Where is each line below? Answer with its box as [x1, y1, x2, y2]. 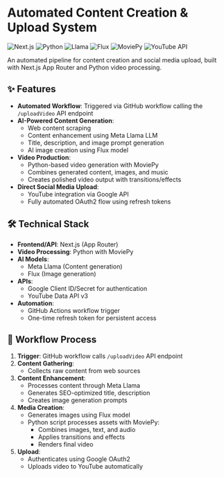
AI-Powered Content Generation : [17, 116, 114, 125]
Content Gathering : [17, 359, 74, 368]
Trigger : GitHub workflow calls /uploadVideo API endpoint [17, 352, 183, 361]
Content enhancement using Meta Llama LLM [27, 131, 158, 139]
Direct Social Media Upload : [17, 182, 99, 191]
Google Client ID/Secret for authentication [27, 284, 148, 292]
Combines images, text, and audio [37, 426, 136, 434]
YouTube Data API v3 [27, 291, 89, 300]
